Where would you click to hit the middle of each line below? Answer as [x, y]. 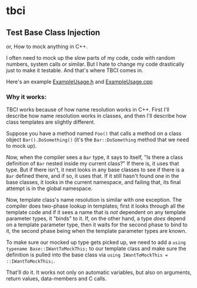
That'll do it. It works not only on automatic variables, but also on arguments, [99, 272]
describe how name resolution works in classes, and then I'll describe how [96, 116]
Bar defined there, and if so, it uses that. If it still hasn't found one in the [93, 176]
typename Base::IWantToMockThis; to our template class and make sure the [96, 249]
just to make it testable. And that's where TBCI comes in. [75, 70]
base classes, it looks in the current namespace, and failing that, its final [94, 182]
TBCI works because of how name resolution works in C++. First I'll [88, 110]
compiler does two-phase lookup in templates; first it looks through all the [96, 206]
